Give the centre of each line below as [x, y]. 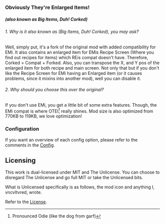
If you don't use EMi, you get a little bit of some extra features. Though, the [81, 105]
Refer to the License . [26, 202]
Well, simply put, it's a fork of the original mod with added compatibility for [81, 47]
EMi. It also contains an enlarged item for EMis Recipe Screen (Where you [80, 52]
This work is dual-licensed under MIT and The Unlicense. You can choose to [82, 172]
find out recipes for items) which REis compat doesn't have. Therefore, [77, 57]
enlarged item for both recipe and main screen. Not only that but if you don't [82, 68]
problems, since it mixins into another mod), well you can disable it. [73, 78]
